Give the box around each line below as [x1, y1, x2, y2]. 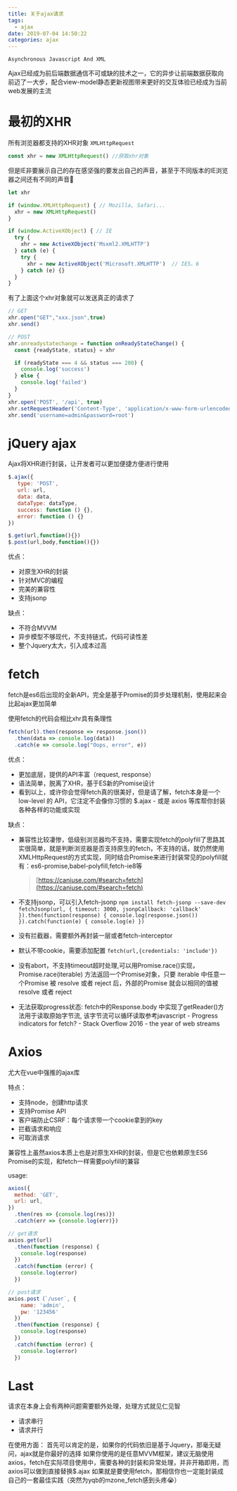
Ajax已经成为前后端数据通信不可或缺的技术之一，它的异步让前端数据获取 [8, 69, 218, 77]
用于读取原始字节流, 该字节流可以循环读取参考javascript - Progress [24, 1011, 219, 1020]
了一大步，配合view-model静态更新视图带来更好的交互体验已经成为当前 [20, 78, 227, 87]
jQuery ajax [8, 435, 77, 451]
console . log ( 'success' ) [20, 366, 91, 373]
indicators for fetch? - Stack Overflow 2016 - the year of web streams [18, 1019, 220, 1028]
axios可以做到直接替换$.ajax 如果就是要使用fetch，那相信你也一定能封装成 [8, 1467, 224, 1476]
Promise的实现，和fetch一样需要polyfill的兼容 [8, 1156, 140, 1166]
